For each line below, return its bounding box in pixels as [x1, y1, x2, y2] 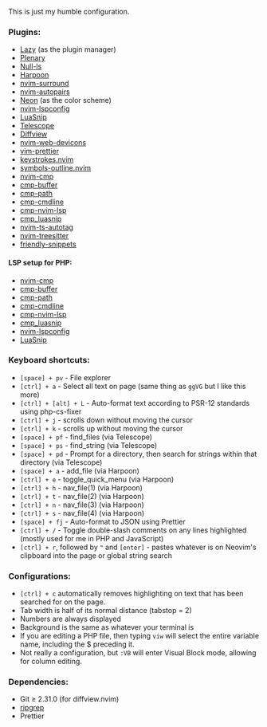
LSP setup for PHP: [8, 257, 73, 267]
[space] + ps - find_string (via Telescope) [19, 440, 158, 450]
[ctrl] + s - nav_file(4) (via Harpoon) [19, 508, 145, 517]
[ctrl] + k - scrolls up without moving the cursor [19, 423, 183, 433]
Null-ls [19, 61, 42, 71]
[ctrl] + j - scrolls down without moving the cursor [19, 415, 193, 425]
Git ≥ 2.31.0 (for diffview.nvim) [19, 694, 120, 704]
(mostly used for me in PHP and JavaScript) [19, 533, 164, 543]
